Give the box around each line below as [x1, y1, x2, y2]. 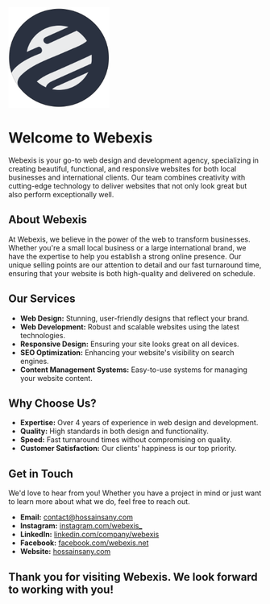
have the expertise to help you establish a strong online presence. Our [8, 251, 242, 261]
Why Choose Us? [8, 396, 97, 410]
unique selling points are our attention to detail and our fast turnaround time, [8, 260, 262, 270]
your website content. [19, 373, 93, 383]
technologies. [19, 330, 66, 340]
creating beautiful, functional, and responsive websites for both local [8, 163, 237, 173]
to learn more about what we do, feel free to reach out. [8, 497, 191, 507]
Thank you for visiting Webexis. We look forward [8, 570, 258, 584]
